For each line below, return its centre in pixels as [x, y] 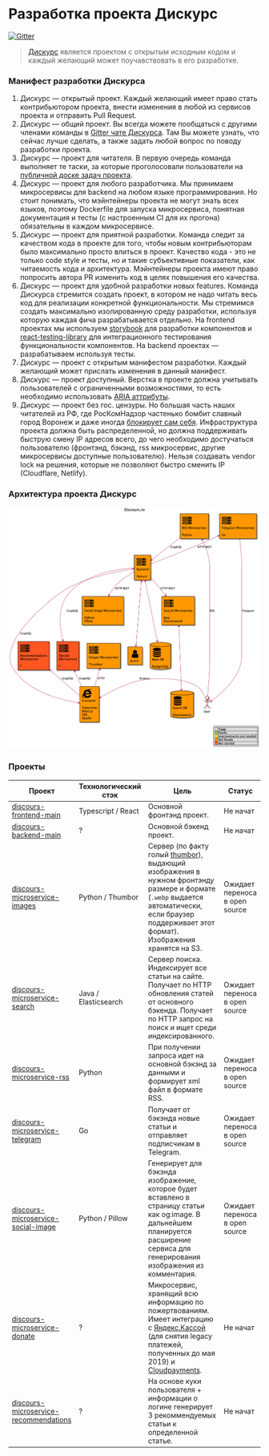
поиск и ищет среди [182, 1028]
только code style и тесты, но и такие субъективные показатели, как [137, 261]
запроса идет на [176, 1056]
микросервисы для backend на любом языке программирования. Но [139, 192]
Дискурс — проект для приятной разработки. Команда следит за [132, 235]
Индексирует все [177, 968]
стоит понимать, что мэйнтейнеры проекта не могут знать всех [129, 200]
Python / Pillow [103, 1219]
